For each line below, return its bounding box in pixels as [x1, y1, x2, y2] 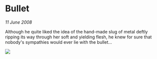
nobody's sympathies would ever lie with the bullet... [5, 39, 113, 45]
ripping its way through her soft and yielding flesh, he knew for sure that [5, 34, 152, 40]
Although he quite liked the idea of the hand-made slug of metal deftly [5, 29, 148, 34]
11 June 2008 [5, 19, 32, 25]
